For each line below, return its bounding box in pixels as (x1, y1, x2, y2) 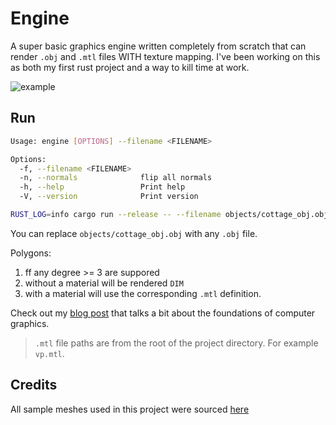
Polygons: (10, 247, 52, 259)
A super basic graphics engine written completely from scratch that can (10, 40, 307, 52)
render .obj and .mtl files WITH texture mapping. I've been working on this (10, 50, 321, 62)
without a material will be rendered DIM (24, 277, 184, 289)
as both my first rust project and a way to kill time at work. (10, 61, 250, 73)
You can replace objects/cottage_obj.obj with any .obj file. (10, 227, 258, 239)
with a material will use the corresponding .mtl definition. (24, 287, 262, 299)
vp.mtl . (34, 347, 65, 359)
